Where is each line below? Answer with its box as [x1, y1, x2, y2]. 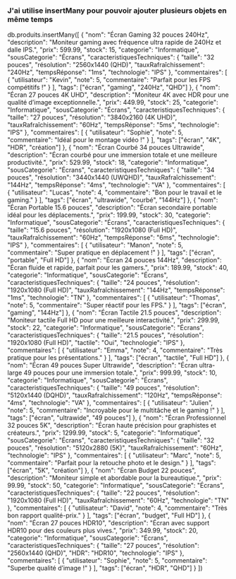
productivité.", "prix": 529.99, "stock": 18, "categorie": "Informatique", [7, 158, 209, 167]
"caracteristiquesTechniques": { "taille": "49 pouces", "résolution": [7, 384, 199, 392]
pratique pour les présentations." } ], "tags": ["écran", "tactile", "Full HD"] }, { [7, 353, 230, 362]
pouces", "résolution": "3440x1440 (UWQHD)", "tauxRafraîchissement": [7, 173, 216, 182]
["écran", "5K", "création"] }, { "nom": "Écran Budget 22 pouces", [7, 466, 197, 475]
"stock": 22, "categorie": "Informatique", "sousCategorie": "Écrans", [7, 324, 204, 332]
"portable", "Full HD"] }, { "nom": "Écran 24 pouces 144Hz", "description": [7, 256, 222, 264]
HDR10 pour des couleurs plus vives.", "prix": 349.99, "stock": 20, [7, 526, 199, 535]
